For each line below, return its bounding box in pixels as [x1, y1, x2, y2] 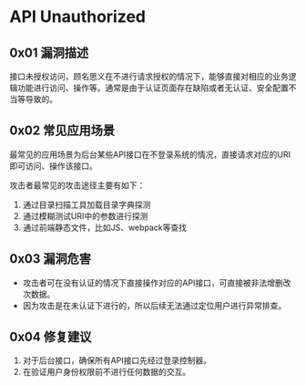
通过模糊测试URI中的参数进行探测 [22, 210, 148, 221]
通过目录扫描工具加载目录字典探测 [22, 199, 151, 210]
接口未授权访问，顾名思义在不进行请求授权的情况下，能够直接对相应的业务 [9, 71, 289, 81]
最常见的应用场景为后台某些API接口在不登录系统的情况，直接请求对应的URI [9, 149, 291, 160]
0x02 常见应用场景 [9, 123, 116, 139]
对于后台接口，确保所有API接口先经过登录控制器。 [22, 355, 212, 366]
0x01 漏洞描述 [9, 45, 89, 60]
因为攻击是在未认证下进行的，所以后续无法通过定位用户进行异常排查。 [22, 299, 287, 311]
